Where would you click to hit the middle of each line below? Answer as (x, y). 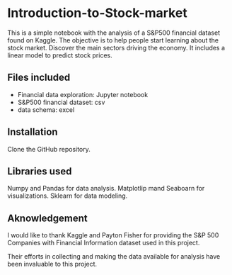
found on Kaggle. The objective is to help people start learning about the (113, 40)
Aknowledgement (48, 218)
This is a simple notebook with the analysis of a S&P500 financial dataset (114, 33)
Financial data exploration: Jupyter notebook (83, 94)
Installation (33, 132)
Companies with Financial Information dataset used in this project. (104, 243)
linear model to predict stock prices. (60, 55)
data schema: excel (46, 110)
